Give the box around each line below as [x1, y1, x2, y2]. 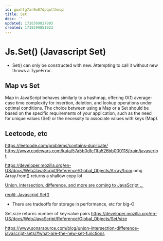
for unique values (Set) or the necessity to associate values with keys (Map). [5, 115, 159, 121]
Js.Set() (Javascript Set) [5, 46, 106, 58]
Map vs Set [5, 81, 40, 90]
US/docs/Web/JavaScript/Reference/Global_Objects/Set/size [5, 216, 127, 221]
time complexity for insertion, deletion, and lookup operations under [16, 100, 152, 105]
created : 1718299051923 [5, 25, 54, 30]
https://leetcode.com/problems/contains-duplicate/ [5, 142, 108, 148]
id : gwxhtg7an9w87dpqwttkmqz [5, 7, 64, 12]
